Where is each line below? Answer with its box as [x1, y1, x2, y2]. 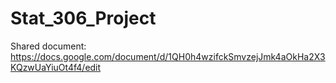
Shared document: [10, 40, 87, 52]
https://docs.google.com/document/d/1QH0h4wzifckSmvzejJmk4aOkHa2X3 [10, 50, 326, 62]
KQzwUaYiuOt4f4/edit [10, 61, 102, 73]
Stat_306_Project [10, 7, 157, 30]
